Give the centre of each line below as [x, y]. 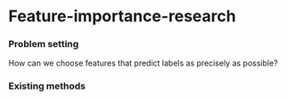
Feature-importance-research [123, 16]
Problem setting [44, 44]
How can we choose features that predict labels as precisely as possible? [143, 63]
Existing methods [47, 86]
